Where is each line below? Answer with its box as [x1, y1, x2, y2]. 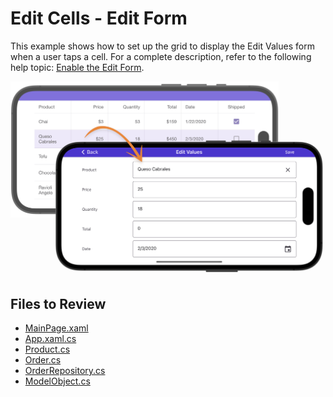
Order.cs [24, 354, 62, 366]
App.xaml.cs [24, 333, 77, 345]
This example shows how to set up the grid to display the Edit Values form [10, 40, 315, 52]
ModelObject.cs [24, 375, 91, 387]
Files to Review [10, 295, 107, 312]
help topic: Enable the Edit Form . [10, 61, 145, 73]
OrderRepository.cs [24, 365, 106, 377]
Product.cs [24, 343, 71, 356]
